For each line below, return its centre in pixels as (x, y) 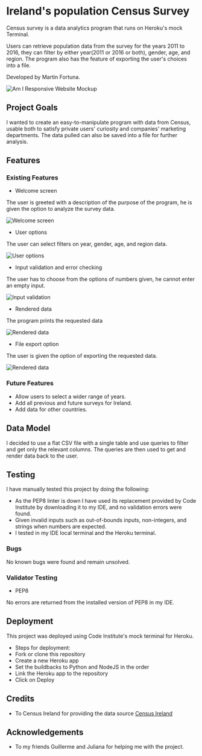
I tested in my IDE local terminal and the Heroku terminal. (86, 533)
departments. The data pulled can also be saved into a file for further (92, 135)
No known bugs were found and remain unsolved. (68, 562)
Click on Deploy (35, 680)
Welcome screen (36, 191)
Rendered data (33, 309)
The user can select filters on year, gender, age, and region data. (87, 244)
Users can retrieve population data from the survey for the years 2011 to (96, 46)
